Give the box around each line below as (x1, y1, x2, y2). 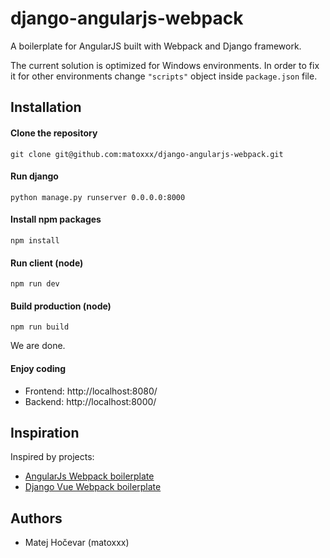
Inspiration (10, 424, 80, 441)
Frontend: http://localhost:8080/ (24, 385, 158, 397)
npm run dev (10, 279, 60, 289)
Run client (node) (10, 257, 84, 269)
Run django (10, 170, 59, 182)
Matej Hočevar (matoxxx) (24, 537, 130, 549)
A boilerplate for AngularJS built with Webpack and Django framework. (10, 40, 302, 52)
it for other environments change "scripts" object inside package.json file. (10, 70, 318, 82)
